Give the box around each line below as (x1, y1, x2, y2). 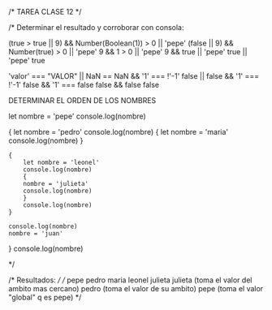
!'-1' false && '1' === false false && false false (8, 80, 160, 89)
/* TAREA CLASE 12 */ (8, 7, 82, 16)
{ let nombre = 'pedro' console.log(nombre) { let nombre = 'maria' (8, 127, 229, 136)
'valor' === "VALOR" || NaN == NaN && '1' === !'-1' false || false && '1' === (8, 71, 260, 80)
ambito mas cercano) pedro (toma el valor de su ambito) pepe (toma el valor (8, 284, 264, 293)
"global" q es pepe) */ (8, 292, 82, 302)
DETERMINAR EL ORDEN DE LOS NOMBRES (8, 96, 157, 105)
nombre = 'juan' (8, 230, 63, 238)
